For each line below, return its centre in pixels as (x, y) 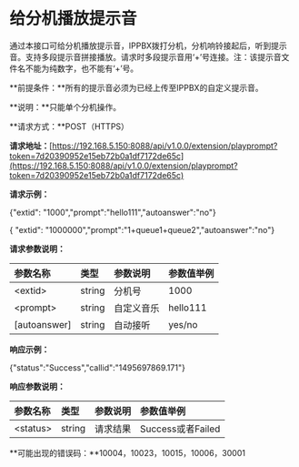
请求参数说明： (37, 249)
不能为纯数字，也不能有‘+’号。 (82, 68)
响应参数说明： (37, 386)
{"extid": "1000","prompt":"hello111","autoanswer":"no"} (113, 212)
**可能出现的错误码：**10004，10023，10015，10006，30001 (127, 452)
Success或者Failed (180, 429)
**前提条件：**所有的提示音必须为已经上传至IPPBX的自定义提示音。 (136, 87)
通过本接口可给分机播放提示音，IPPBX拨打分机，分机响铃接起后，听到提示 (149, 46)
